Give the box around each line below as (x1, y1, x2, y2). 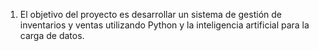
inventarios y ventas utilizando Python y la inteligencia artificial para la (19, 19, 310, 31)
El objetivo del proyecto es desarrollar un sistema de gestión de (19, 9, 282, 20)
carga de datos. (19, 30, 85, 41)
